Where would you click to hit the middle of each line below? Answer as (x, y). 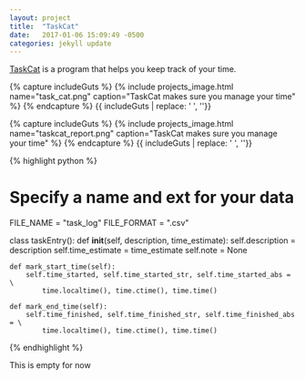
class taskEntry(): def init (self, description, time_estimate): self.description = (152, 241)
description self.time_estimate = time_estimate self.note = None (128, 251)
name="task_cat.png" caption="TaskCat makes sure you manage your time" (152, 97)
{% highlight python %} (53, 161)
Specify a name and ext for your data (152, 198)
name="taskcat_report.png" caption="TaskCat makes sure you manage (143, 134)
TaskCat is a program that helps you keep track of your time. (123, 69)
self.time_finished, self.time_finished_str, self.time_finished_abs (161, 315)
